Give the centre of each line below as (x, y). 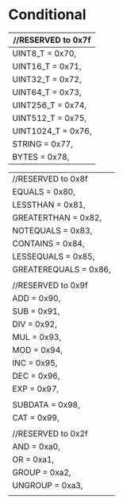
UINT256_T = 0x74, (50, 105)
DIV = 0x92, (35, 324)
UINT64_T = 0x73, (47, 92)
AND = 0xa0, (37, 446)
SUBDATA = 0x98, (46, 404)
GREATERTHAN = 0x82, (57, 217)
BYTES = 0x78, (41, 157)
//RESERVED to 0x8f (50, 178)
